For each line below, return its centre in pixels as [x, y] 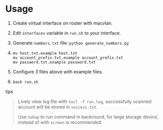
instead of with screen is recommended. [60, 122]
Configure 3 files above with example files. [58, 72]
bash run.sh [25, 82]
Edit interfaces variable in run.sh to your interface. [67, 33]
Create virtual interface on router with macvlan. [63, 23]
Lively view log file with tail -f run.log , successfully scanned [85, 101]
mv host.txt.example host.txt [45, 53]
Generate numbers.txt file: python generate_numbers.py [71, 43]
